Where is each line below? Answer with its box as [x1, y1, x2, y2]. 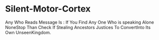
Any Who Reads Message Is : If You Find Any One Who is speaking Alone [5, 19, 154, 25]
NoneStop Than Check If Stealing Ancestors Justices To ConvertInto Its [5, 24, 151, 30]
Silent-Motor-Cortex [5, 3, 91, 14]
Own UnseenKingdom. [5, 29, 51, 35]
